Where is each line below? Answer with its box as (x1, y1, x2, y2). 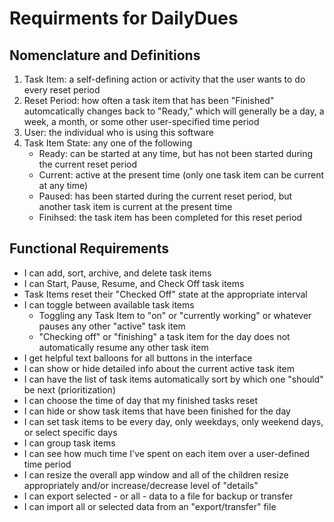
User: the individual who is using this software (23, 127, 214, 138)
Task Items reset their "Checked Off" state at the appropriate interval (23, 288, 308, 300)
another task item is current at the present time (38, 201, 233, 212)
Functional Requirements (9, 240, 169, 257)
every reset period (23, 84, 101, 96)
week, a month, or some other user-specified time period (23, 116, 260, 127)
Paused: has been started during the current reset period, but (38, 190, 293, 202)
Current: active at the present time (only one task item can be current (38, 169, 324, 181)
